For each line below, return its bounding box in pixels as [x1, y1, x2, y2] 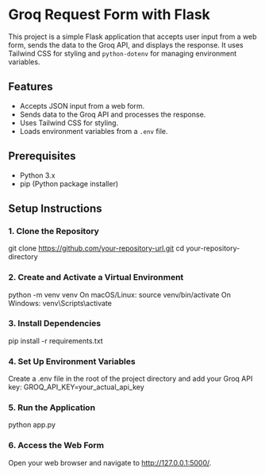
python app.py [8, 420, 56, 430]
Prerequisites [8, 149, 76, 163]
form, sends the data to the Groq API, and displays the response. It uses [8, 40, 244, 49]
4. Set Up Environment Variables [8, 355, 136, 366]
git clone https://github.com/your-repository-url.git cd [8, 243, 185, 253]
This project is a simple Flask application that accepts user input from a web [8, 32, 257, 41]
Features [8, 80, 53, 94]
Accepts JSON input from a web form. [19, 101, 145, 110]
